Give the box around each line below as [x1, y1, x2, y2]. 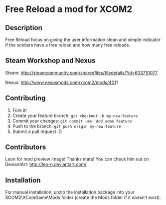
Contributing [5, 94, 46, 102]
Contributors [5, 143, 46, 151]
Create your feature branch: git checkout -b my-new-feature [12, 112, 138, 118]
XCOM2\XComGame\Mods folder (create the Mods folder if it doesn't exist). [5, 194, 161, 200]
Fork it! [12, 107, 27, 113]
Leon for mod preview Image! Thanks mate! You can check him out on [5, 156, 150, 162]
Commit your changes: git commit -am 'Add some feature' [12, 117, 135, 123]
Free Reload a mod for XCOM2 [5, 3, 133, 15]
